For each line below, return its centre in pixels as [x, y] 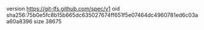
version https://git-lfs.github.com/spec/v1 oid [63, 9]
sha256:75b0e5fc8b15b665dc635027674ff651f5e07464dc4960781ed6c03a [102, 15]
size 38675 [48, 21]
